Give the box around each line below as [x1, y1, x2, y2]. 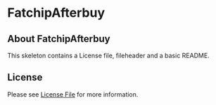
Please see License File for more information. [7, 90, 139, 99]
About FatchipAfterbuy [7, 33, 110, 45]
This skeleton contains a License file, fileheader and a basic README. [7, 51, 210, 59]
